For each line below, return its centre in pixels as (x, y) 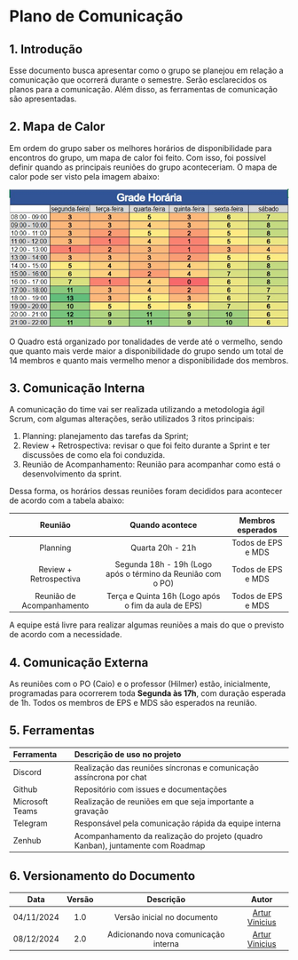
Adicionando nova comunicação (166, 934)
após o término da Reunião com (164, 574)
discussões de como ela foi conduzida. (94, 455)
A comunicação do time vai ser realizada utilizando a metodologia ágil (137, 410)
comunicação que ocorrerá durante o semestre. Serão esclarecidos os (138, 80)
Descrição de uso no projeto (128, 755)
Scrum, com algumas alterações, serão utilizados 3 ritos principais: (132, 419)
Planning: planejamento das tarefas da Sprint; (105, 436)
